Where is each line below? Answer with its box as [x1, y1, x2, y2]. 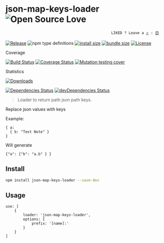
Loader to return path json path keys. [17, 96, 92, 103]
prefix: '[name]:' [31, 221, 69, 226]
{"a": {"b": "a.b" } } [5, 151, 52, 156]
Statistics [5, 68, 24, 74]
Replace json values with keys [5, 106, 66, 112]
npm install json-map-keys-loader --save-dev [5, 178, 99, 183]
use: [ [5, 204, 19, 209]
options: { [23, 217, 45, 222]
